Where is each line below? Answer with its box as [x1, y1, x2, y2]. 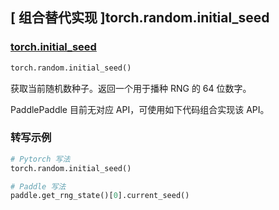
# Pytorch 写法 [10, 154, 71, 164]
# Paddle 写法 [10, 181, 67, 192]
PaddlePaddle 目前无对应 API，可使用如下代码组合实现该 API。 [10, 103, 270, 115]
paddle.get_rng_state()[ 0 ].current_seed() [10, 191, 190, 201]
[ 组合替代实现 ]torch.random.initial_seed [10, 9, 270, 27]
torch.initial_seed [10, 40, 97, 54]
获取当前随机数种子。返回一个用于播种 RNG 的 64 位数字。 [10, 82, 252, 94]
